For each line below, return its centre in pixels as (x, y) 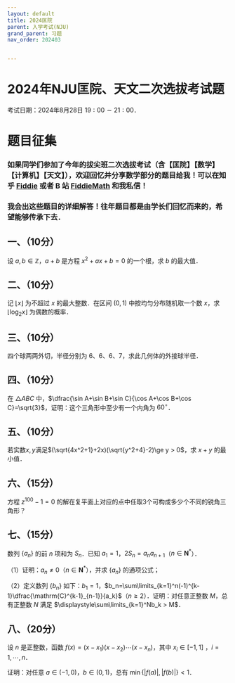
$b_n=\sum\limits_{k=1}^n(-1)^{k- (152, 586)
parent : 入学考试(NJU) (38, 27)
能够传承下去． (40, 217)
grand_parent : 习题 (35, 33)
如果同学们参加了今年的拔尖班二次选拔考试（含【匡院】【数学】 (113, 165)
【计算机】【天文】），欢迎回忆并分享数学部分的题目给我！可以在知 (117, 175)
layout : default (31, 14)
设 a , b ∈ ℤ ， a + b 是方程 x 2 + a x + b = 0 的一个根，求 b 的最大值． (105, 260)
